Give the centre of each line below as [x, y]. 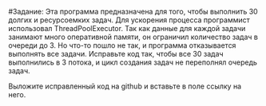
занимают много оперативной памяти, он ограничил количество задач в [133, 37]
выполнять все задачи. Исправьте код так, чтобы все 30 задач [116, 54]
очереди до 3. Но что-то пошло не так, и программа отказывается [122, 45]
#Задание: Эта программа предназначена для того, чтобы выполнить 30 [133, 12]
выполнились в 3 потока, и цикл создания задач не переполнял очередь [133, 62]
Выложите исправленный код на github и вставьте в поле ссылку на [125, 86]
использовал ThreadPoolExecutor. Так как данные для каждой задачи [127, 28]
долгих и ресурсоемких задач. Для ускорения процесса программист [129, 20]
